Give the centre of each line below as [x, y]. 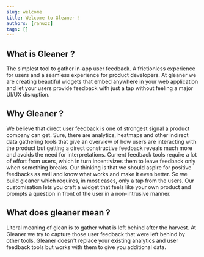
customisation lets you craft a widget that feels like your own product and [99, 187]
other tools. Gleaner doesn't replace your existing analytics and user [92, 240]
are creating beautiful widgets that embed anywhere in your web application [102, 82]
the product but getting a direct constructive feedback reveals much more [99, 148]
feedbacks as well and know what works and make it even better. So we [97, 174]
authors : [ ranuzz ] [30, 23]
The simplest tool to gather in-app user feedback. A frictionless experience [101, 69]
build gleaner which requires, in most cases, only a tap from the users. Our [100, 181]
